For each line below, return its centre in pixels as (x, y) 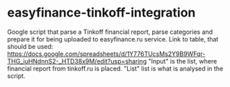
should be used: (30, 46)
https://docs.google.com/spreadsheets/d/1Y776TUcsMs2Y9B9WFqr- (106, 54)
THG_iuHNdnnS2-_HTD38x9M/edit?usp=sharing (77, 61)
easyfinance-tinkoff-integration (101, 13)
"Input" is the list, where (183, 61)
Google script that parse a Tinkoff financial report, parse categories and (110, 32)
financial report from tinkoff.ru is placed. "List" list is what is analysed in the (115, 68)
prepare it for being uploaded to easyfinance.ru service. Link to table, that (113, 39)
